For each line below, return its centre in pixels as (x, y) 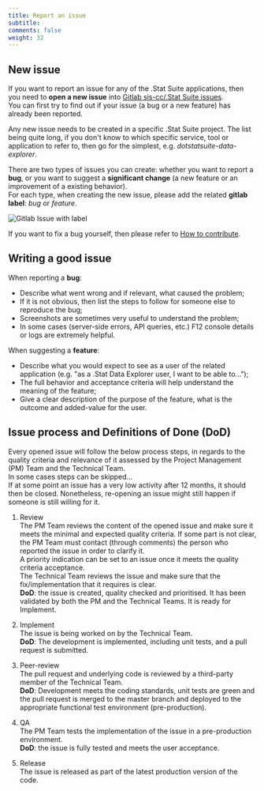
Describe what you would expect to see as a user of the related (123, 365)
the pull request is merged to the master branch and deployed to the (130, 699)
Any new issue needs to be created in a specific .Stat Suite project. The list (130, 129)
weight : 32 (26, 38)
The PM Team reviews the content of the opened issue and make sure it (136, 525)
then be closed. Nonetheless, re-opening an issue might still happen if (122, 493)
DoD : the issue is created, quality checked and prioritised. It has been (133, 593)
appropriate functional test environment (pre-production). (113, 707)
